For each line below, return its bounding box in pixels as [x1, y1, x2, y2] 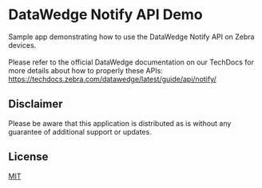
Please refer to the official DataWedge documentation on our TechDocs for [8, 57, 254, 67]
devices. [8, 40, 37, 49]
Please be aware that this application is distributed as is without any [8, 118, 232, 128]
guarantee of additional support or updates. [8, 127, 152, 136]
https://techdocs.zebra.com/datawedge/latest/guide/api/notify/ [8, 74, 217, 84]
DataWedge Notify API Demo [8, 6, 203, 24]
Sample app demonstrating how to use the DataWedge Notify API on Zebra [8, 32, 255, 41]
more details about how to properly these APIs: [8, 65, 164, 75]
